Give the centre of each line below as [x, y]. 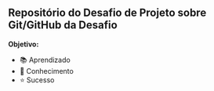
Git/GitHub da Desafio [63, 25]
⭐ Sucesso [37, 80]
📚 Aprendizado [45, 60]
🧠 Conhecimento [47, 71]
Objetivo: [24, 44]
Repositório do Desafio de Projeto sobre [107, 13]
